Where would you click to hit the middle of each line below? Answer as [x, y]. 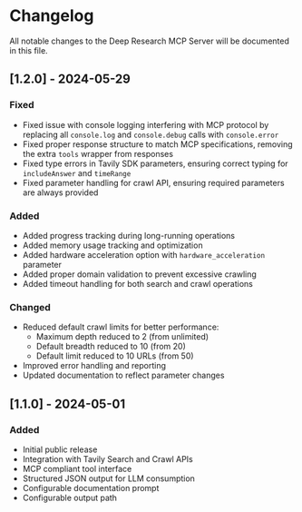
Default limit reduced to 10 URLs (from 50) [115, 356]
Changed [30, 307]
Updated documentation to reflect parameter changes [123, 375]
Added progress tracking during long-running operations [129, 235]
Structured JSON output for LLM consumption [108, 478]
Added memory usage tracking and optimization [112, 245]
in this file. [29, 50]
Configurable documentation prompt [91, 487]
